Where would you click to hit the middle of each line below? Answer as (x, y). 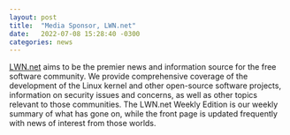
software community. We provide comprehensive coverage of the (129, 77)
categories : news (41, 42)
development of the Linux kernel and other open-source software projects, (145, 86)
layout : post (33, 17)
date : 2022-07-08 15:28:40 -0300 (75, 34)
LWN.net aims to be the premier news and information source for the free (143, 67)
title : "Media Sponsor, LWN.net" (73, 26)
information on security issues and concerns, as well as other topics (134, 95)
